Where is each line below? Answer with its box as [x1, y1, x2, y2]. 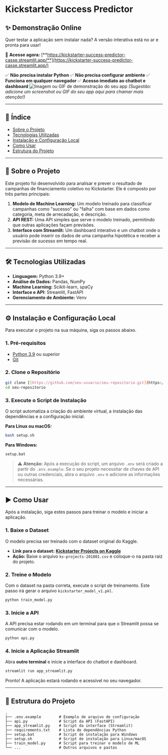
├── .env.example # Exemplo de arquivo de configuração [5, 714, 140, 719]
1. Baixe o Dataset [5, 527, 49, 534]
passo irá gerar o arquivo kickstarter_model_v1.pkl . [5, 588, 113, 594]
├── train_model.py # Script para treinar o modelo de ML [5, 741, 140, 746]
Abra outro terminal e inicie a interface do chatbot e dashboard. [5, 659, 137, 665]
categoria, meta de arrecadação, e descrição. [12, 211, 107, 217]
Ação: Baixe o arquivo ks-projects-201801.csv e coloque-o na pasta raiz [12, 553, 163, 559]
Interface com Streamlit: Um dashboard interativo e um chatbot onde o [12, 227, 160, 233]
